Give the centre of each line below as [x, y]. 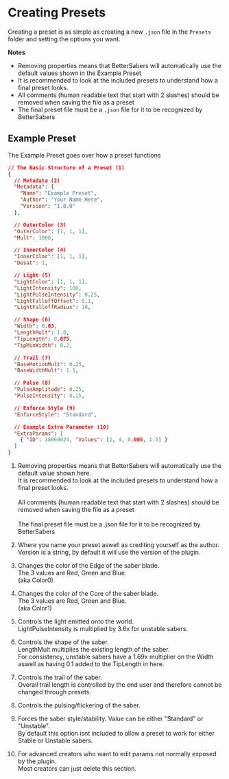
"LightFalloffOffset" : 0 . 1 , [54, 301]
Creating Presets [57, 13]
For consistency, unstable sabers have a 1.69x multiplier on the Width [116, 657]
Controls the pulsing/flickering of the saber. [79, 705]
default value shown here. [55, 473]
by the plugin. [37, 761]
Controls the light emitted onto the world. [76, 621]
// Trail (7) [33, 358]
